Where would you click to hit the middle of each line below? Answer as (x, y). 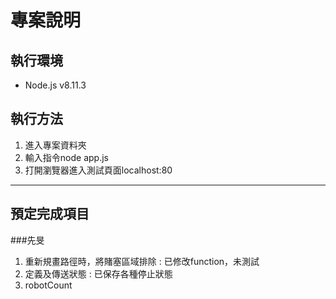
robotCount (48, 285)
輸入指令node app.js (66, 157)
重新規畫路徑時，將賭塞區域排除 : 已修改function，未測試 (142, 261)
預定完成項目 (50, 214)
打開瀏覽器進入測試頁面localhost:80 (98, 170)
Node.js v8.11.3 (55, 85)
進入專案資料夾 (55, 145)
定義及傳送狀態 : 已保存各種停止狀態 (98, 273)
